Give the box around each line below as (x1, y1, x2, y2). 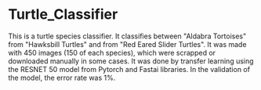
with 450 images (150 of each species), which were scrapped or (8, 48, 216, 57)
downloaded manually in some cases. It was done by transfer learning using (8, 56, 254, 66)
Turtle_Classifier (8, 5, 118, 23)
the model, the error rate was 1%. (8, 73, 116, 82)
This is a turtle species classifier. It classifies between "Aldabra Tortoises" (8, 31, 247, 41)
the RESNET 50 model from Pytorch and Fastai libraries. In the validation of (8, 64, 251, 74)
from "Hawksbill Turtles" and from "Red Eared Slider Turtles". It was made (8, 39, 247, 49)
